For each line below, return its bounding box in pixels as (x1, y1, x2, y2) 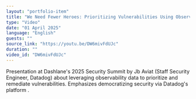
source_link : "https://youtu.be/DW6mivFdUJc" (6, 41, 118, 47)
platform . (6, 86, 29, 93)
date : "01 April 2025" (6, 24, 61, 31)
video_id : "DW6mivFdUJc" (6, 52, 66, 58)
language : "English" (6, 30, 57, 36)
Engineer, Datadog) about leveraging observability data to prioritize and (6, 74, 178, 81)
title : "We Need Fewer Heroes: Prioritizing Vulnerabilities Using (6, 14, 174, 20)
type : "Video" (6, 19, 41, 25)
